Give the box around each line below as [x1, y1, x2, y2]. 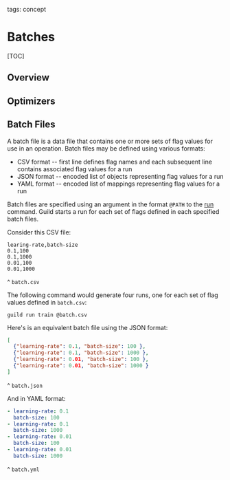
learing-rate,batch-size [7, 241, 78, 248]
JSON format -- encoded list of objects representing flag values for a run [16, 172, 224, 180]
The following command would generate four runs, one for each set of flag [7, 291, 218, 299]
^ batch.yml [7, 465, 40, 473]
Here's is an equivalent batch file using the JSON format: [7, 323, 168, 331]
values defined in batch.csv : [7, 298, 87, 306]
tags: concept [7, 6, 47, 13]
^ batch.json [7, 381, 43, 389]
